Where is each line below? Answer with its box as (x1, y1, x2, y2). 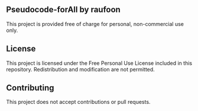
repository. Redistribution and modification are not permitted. (6, 66, 155, 73)
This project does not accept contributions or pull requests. (6, 99, 151, 106)
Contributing (6, 83, 54, 93)
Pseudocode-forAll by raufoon (6, 5, 121, 15)
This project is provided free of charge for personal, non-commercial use (6, 20, 184, 27)
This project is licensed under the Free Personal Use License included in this (6, 59, 193, 67)
